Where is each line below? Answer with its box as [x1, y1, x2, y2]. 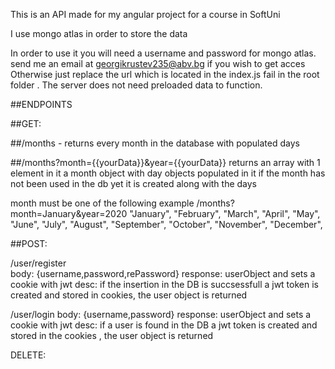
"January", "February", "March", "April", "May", [129, 208, 321, 219]
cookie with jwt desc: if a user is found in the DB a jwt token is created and [10, 319, 318, 331]
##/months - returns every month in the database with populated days [10, 137, 300, 149]
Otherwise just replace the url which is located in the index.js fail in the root [10, 69, 320, 80]
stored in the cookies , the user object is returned [10, 330, 214, 341]
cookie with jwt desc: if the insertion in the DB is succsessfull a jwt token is [10, 279, 319, 290]
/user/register [10, 257, 67, 269]
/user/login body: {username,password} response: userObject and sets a [10, 309, 312, 320]
